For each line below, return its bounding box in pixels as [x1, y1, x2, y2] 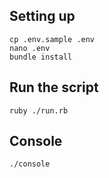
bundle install [9, 52, 73, 62]
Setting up [9, 8, 76, 25]
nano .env [9, 43, 51, 53]
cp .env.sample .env [9, 34, 96, 44]
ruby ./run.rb [9, 105, 69, 116]
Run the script [9, 79, 99, 96]
